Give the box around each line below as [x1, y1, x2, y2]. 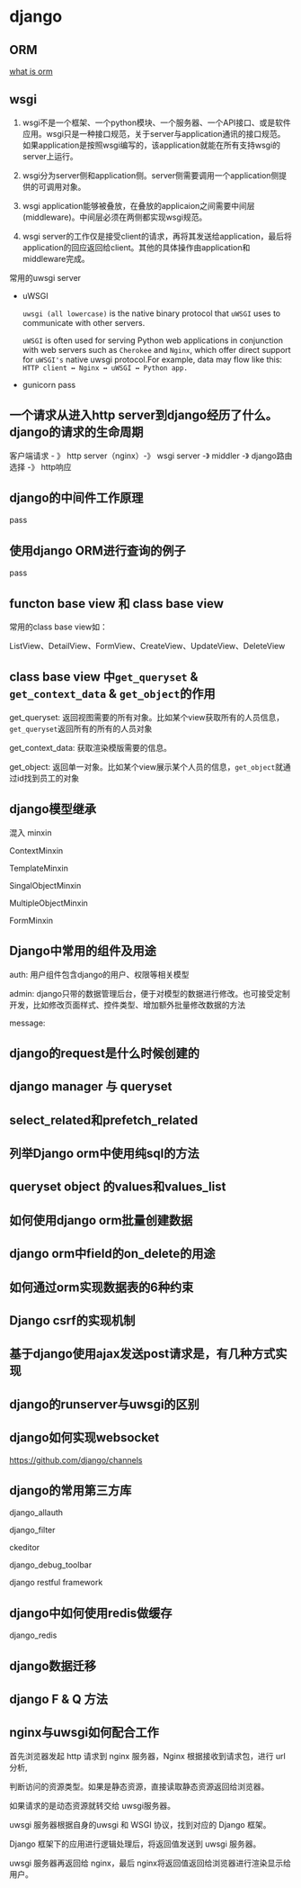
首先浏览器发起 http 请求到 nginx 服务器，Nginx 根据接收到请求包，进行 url [9, 1750, 286, 1761]
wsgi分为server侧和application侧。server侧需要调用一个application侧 [22, 169, 279, 181]
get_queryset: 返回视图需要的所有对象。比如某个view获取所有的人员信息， [9, 711, 285, 722]
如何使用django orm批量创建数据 [9, 1213, 193, 1228]
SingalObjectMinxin [9, 880, 82, 890]
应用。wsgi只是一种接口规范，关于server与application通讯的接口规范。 [22, 128, 286, 139]
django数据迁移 [9, 1658, 97, 1674]
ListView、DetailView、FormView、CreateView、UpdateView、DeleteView [9, 641, 286, 652]
